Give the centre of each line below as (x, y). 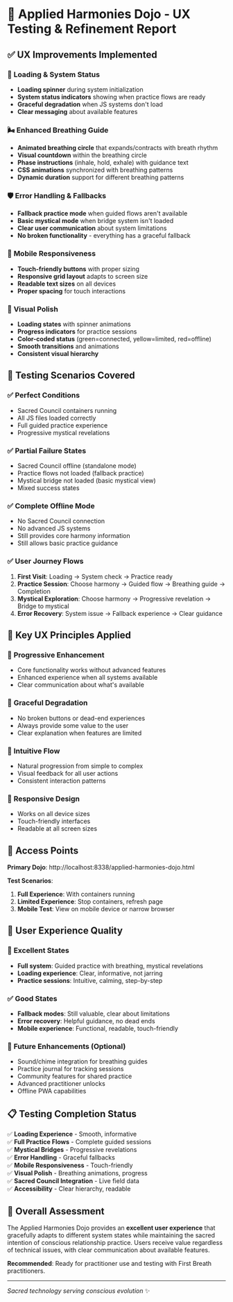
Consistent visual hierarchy (58, 354)
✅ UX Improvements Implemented (82, 55)
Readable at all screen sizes (57, 829)
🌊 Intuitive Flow (34, 751)
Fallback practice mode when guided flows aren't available (102, 213)
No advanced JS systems (54, 528)
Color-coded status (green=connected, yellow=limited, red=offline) (114, 339)
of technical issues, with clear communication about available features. (109, 1250)
